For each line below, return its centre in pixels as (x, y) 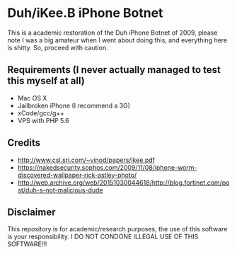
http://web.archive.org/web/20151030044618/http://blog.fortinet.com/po (123, 183)
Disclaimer (31, 212)
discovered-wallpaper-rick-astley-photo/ (77, 175)
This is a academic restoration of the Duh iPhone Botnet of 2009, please (112, 33)
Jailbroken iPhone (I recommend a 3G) (74, 105)
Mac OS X (32, 98)
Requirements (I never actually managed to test (114, 70)
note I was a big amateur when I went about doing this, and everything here (117, 40)
